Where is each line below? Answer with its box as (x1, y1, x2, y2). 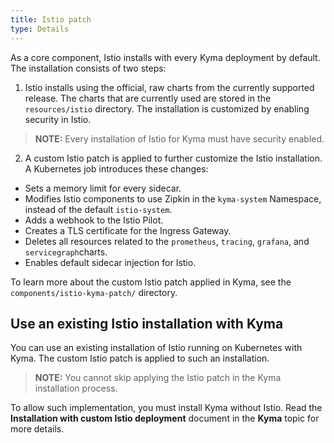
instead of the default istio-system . (24, 203, 173, 215)
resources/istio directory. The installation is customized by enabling (24, 102, 310, 115)
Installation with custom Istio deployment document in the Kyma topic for (10, 412, 320, 425)
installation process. (34, 382, 118, 395)
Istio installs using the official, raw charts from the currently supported (24, 81, 315, 93)
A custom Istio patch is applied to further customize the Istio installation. (24, 152, 323, 164)
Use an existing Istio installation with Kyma (10, 315, 284, 332)
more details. (10, 423, 65, 435)
